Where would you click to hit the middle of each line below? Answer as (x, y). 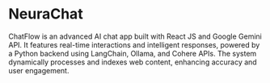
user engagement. (39, 70)
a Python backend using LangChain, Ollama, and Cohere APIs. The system (133, 53)
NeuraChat (46, 14)
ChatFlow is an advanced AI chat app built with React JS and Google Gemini (135, 36)
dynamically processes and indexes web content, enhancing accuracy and (133, 62)
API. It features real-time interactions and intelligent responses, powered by (134, 44)
